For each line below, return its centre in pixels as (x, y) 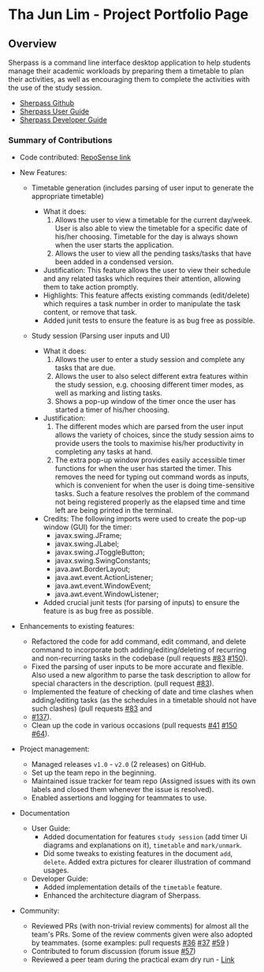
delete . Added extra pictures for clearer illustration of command (147, 862)
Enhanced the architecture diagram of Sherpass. (122, 895)
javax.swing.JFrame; (88, 536)
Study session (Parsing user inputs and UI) (101, 336)
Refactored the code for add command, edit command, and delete (139, 641)
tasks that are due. (85, 368)
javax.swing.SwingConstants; (103, 561)
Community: (39, 911)
